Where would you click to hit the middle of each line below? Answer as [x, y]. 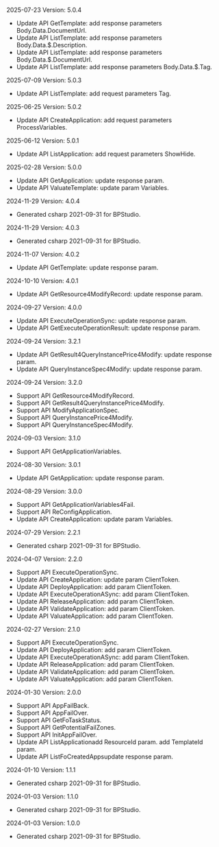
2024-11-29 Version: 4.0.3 [43, 228]
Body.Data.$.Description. [52, 45]
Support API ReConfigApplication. [64, 512]
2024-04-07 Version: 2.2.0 [44, 559]
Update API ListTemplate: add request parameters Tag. [94, 93]
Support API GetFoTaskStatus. [59, 720]
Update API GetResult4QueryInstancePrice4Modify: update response [114, 355]
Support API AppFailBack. [53, 705]
